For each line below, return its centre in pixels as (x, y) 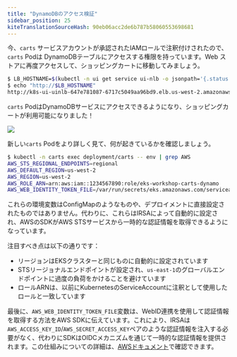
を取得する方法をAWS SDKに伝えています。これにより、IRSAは (99, 320)
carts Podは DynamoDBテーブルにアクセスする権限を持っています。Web (113, 57)
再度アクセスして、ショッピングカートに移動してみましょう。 (115, 66)
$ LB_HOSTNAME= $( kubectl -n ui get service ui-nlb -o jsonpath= (104, 79)
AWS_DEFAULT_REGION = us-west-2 (52, 170)
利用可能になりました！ (60, 115)
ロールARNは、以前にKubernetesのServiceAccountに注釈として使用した (122, 288)
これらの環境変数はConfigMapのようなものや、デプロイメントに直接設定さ (116, 204)
